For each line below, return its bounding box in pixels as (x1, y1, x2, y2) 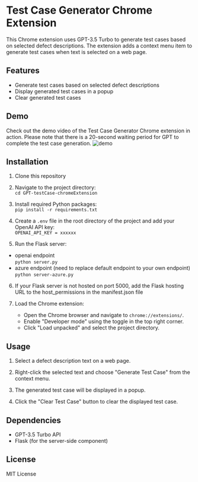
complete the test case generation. (6, 139, 92, 147)
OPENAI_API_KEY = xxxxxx (14, 230, 76, 236)
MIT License (6, 470, 37, 477)
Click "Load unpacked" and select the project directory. (23, 324, 160, 331)
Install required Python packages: (14, 201, 97, 208)
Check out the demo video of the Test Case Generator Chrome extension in (6, 127, 191, 134)
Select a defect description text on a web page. (14, 357, 131, 364)
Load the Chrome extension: (14, 300, 84, 307)
